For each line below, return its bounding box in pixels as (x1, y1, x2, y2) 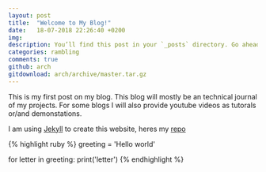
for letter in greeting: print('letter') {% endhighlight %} (8, 155, 184, 164)
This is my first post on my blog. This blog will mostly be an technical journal (8, 92, 257, 101)
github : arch (8, 63, 51, 71)
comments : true (8, 56, 59, 64)
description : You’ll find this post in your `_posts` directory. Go (8, 41, 239, 49)
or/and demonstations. (8, 108, 82, 118)
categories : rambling (8, 48, 80, 56)
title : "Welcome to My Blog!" (8, 19, 112, 27)
